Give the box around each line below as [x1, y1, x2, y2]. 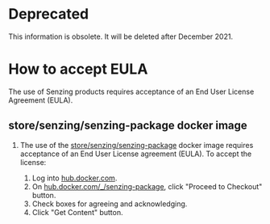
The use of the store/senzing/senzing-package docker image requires [19, 140, 254, 150]
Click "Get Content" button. [31, 207, 123, 217]
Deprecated [8, 5, 89, 23]
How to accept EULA [8, 60, 148, 78]
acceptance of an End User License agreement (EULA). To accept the [19, 149, 252, 158]
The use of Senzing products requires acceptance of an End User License [8, 87, 255, 96]
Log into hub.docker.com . [31, 173, 118, 183]
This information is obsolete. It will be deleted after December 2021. [8, 32, 234, 41]
